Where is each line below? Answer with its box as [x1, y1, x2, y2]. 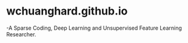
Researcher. [6, 30, 36, 38]
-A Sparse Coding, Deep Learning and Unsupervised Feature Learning [6, 24, 182, 31]
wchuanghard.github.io [6, 4, 128, 18]
